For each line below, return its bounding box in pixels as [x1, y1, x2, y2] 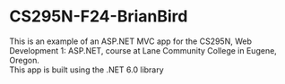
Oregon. [9, 55, 40, 65]
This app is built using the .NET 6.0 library [9, 64, 164, 75]
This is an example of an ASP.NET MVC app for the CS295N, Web [9, 36, 253, 46]
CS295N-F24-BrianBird [9, 6, 188, 27]
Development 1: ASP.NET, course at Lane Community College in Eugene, [9, 45, 278, 55]
